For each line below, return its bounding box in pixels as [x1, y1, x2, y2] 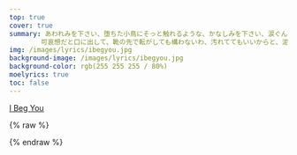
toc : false [9, 78, 49, 87]
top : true [9, 12, 46, 22]
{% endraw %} [9, 137, 64, 147]
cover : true [9, 21, 53, 30]
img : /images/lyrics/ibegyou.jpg [9, 46, 133, 55]
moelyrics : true [9, 70, 69, 79]
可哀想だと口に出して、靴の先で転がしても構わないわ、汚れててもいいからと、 [41, 37, 283, 47]
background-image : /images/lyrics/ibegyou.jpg [9, 54, 184, 63]
